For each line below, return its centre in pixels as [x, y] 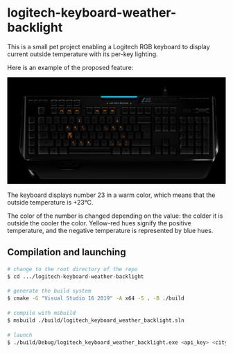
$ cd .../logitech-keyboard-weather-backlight [76, 276]
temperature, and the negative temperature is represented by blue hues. [110, 231]
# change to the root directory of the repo [72, 269]
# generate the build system [49, 291]
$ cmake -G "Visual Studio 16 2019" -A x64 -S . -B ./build [96, 299]
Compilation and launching [67, 252]
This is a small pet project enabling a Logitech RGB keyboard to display [109, 46]
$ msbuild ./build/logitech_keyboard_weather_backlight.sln [96, 320]
